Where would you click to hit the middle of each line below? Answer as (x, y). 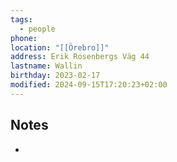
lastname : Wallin (46, 66)
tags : (21, 19)
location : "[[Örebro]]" (60, 47)
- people (37, 29)
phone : (24, 38)
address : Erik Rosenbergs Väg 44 (80, 57)
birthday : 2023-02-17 (55, 76)
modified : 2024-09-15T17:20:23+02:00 (89, 85)
